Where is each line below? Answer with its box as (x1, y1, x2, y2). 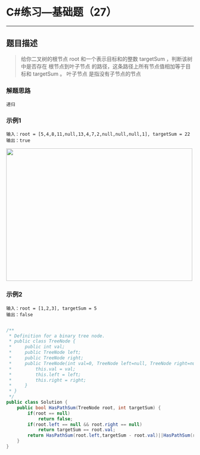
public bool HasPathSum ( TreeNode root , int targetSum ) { (17, 404, 161, 411)
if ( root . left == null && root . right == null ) (27, 421, 143, 428)
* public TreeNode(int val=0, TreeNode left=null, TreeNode (8, 360, 171, 366)
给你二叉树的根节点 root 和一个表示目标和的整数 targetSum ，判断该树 (20, 55, 193, 63)
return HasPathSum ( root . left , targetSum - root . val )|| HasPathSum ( (27, 432, 193, 438)
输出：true (6, 138, 31, 144)
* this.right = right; (8, 377, 86, 383)
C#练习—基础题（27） (6, 5, 117, 19)
